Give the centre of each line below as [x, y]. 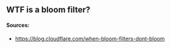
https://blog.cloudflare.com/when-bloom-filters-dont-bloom [90, 38]
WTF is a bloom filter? [48, 10]
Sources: [18, 25]
